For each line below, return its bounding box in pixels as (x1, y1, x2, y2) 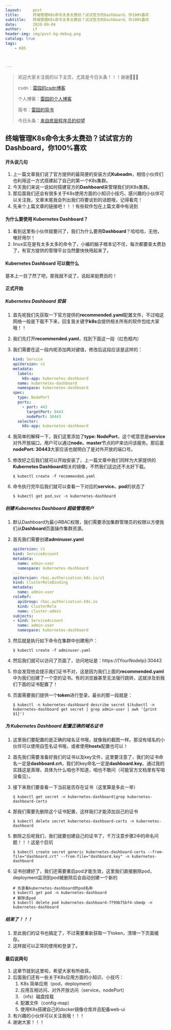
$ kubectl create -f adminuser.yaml (12, 648, 91, 653)
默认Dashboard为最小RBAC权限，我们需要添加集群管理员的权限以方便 (12, 519, 160, 525)
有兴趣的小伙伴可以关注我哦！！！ (12, 1013, 85, 1019)
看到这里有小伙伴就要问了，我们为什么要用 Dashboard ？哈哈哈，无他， (12, 228, 162, 234)
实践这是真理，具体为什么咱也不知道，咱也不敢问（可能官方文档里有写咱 (12, 767, 165, 772)
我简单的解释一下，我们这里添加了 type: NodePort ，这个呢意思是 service (12, 433, 165, 440)
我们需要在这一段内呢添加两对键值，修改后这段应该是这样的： (12, 347, 143, 353)
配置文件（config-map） (20, 1000, 72, 1006)
